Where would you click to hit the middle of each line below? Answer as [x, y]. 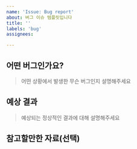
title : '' [19, 23]
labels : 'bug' [24, 29]
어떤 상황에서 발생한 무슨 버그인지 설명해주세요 [76, 81]
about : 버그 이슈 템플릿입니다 [39, 17]
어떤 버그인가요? [35, 65]
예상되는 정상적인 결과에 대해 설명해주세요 [70, 118]
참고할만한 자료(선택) [43, 138]
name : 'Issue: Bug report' [40, 12]
